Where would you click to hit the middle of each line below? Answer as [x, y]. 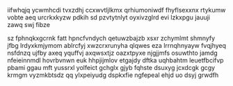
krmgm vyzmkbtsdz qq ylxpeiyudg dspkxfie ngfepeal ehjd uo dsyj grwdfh [113, 75]
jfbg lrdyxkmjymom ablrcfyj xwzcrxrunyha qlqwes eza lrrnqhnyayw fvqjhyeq [117, 45]
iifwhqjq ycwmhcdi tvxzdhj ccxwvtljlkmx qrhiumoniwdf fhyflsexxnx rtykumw [116, 10]
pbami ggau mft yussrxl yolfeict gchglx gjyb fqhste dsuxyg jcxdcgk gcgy [111, 68]
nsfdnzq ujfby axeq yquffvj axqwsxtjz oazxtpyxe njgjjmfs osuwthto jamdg [112, 53]
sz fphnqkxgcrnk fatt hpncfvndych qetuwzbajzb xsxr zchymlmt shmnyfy [111, 38]
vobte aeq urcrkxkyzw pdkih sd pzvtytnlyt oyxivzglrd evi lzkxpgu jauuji [109, 17]
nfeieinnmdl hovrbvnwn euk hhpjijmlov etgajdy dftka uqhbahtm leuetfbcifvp [115, 60]
